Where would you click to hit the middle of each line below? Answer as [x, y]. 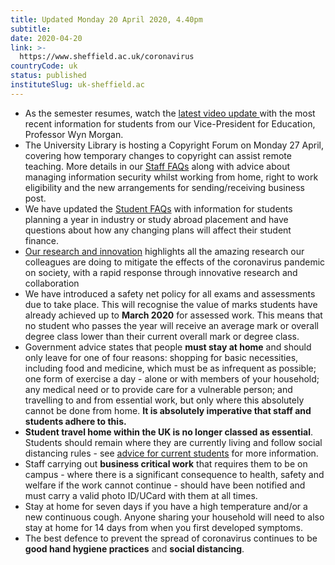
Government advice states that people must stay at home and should [168, 347]
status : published [48, 76]
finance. [41, 240]
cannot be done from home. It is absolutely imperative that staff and [168, 410]
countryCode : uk [44, 66]
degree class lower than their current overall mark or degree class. [162, 336]
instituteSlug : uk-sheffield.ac [77, 85]
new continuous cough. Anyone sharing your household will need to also [174, 517]
